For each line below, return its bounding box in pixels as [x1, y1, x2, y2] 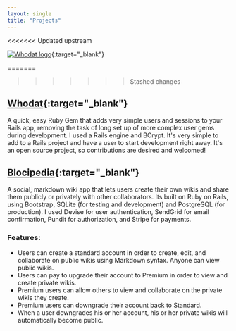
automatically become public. [17, 316, 104, 325]
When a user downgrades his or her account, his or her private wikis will [17, 308, 228, 317]
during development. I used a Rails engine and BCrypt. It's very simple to [7, 131, 219, 139]
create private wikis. [17, 279, 77, 287]
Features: [7, 233, 41, 243]
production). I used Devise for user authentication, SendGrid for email [7, 208, 209, 216]
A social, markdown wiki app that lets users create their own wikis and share [7, 185, 229, 194]
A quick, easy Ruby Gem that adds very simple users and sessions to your [7, 116, 223, 125]
